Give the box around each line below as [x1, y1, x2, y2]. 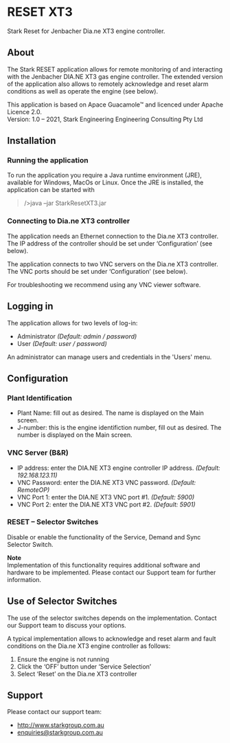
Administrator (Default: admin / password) [16, 332, 137, 341]
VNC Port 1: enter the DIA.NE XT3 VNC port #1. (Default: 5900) [16, 493, 195, 501]
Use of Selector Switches [7, 596, 118, 607]
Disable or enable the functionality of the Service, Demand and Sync [7, 532, 201, 541]
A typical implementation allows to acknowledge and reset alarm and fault [7, 634, 216, 643]
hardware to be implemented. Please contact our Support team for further [7, 568, 216, 577]
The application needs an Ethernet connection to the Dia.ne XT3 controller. [7, 232, 219, 240]
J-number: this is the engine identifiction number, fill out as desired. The [16, 424, 222, 432]
